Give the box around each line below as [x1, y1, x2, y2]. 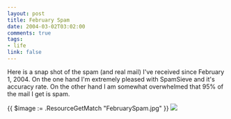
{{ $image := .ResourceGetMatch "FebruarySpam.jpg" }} [7, 104, 169, 112]
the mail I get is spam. [7, 89, 70, 98]
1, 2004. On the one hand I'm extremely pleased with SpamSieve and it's [7, 75, 216, 83]
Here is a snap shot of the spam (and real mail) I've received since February [7, 67, 225, 76]
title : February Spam [7, 17, 70, 24]
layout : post [7, 10, 45, 17]
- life [7, 42, 26, 49]
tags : [7, 36, 23, 43]
